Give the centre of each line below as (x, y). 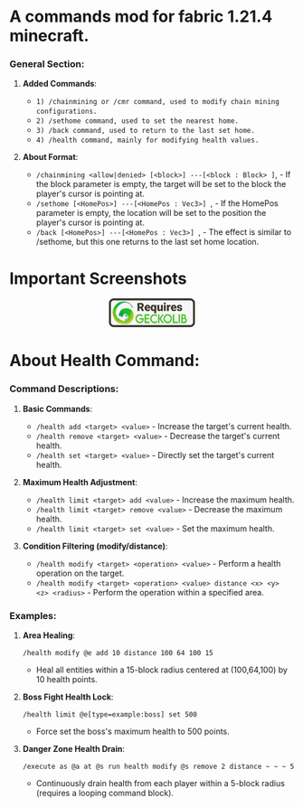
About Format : (50, 157)
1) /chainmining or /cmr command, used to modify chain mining (158, 102)
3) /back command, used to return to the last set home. (146, 131)
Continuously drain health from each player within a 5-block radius (160, 783)
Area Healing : (48, 635)
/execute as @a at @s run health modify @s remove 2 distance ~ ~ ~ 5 (158, 766)
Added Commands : (60, 84)
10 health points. (66, 679)
